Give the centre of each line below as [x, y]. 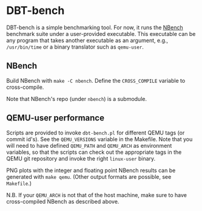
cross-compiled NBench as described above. [63, 201]
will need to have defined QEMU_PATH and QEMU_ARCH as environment [89, 145]
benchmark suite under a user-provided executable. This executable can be [101, 33]
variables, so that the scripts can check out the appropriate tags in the [94, 152]
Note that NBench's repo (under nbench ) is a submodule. [77, 99]
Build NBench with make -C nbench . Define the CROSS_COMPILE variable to [96, 80]
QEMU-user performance [56, 118]
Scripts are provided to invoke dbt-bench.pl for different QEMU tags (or [96, 133]
